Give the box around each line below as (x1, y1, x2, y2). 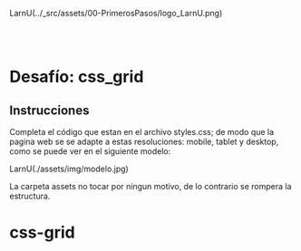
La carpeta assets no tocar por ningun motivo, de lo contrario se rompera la (9, 181, 292, 191)
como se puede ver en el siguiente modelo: (9, 146, 171, 157)
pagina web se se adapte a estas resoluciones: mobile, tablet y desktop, (9, 136, 279, 147)
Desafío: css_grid (9, 67, 144, 87)
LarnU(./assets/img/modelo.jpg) (9, 163, 129, 174)
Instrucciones (9, 102, 90, 118)
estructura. (9, 190, 51, 201)
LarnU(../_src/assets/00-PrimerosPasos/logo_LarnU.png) (9, 8, 223, 18)
